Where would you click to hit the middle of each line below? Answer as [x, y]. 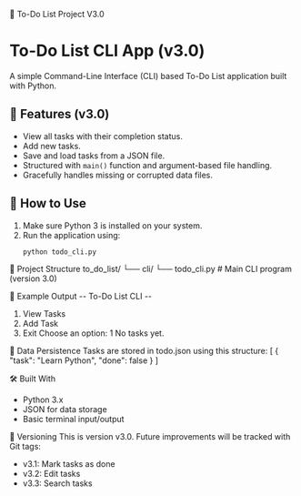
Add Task [40, 324]
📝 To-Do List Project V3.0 [57, 14]
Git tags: [25, 447]
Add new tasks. [52, 146]
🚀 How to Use [48, 203]
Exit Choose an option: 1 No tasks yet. [93, 333]
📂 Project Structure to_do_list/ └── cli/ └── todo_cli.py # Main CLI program [151, 269]
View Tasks [44, 314]
